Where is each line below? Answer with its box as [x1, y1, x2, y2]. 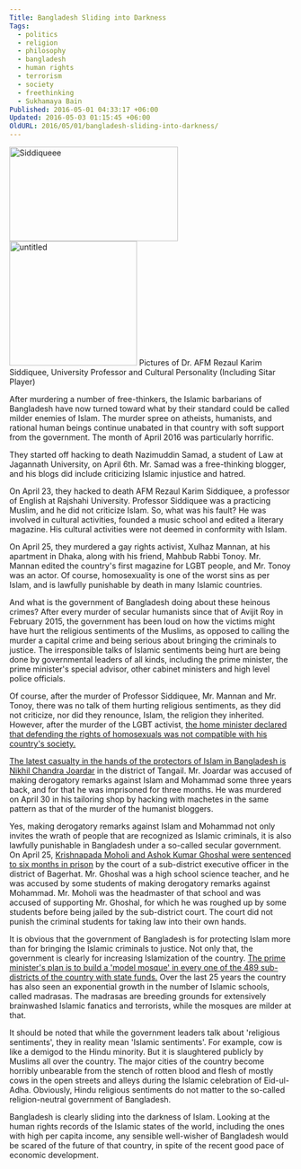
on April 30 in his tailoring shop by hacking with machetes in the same [9, 794, 270, 804]
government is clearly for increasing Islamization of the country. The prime [9, 953, 286, 963]
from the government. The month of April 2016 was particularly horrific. [9, 432, 274, 443]
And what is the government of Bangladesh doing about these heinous [9, 597, 271, 607]
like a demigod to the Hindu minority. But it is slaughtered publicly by [9, 1047, 264, 1057]
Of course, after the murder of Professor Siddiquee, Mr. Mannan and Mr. [9, 690, 277, 701]
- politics [17, 30, 58, 39]
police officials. [9, 673, 66, 683]
